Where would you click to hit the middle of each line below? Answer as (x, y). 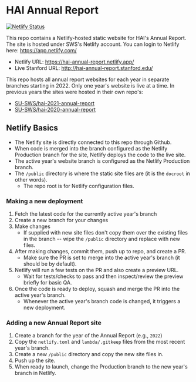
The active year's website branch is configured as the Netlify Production (102, 161)
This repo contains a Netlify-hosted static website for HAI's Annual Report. (96, 38)
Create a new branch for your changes (61, 220)
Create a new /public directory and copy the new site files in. (89, 354)
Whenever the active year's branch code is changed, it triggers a (102, 301)
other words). (31, 179)
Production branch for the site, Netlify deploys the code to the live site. (100, 155)
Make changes (33, 226)
